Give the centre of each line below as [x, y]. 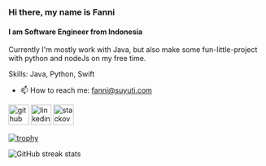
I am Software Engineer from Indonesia [76, 32]
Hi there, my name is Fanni [62, 12]
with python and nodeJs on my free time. [77, 59]
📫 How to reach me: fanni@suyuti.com [86, 90]
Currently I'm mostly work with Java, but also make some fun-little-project [133, 50]
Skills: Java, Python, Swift [52, 74]
